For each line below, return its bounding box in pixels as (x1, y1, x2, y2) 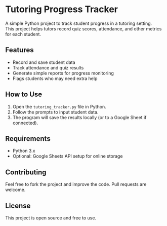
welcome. (5, 186, 26, 193)
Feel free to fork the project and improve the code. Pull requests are (5, 181, 147, 187)
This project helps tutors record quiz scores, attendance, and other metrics (5, 25, 162, 31)
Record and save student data (12, 59, 75, 65)
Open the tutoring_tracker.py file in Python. (12, 103, 106, 109)
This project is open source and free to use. (5, 215, 97, 221)
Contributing (5, 168, 47, 176)
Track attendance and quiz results (12, 64, 84, 70)
